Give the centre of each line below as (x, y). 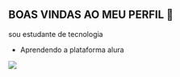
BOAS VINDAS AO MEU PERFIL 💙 (91, 15)
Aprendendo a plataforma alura (72, 50)
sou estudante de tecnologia (56, 34)
